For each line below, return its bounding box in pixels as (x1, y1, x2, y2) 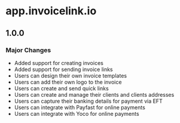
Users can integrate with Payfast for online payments (14, 103, 146, 111)
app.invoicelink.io (5, 4, 97, 18)
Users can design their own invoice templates (14, 72, 127, 79)
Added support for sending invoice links (14, 66, 113, 73)
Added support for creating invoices (14, 59, 104, 66)
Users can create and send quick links (14, 85, 109, 92)
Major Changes (5, 46, 51, 54)
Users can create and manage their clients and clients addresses (14, 91, 175, 98)
